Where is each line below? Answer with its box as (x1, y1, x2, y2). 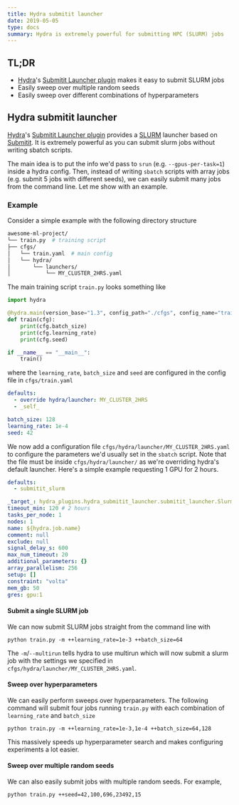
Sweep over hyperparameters (7, 680, 98, 689)
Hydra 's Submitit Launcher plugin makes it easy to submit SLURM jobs (17, 76, 225, 84)
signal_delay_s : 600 (7, 545, 69, 552)
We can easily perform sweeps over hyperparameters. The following (7, 696, 208, 704)
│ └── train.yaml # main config (7, 250, 113, 257)
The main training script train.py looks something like (7, 283, 166, 291)
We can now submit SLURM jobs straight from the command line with (7, 622, 211, 631)
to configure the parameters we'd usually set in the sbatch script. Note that (7, 450, 227, 458)
